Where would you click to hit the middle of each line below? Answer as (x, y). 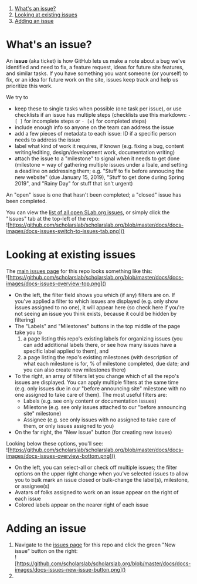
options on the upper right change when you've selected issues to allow (101, 473)
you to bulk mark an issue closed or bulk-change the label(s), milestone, (102, 480)
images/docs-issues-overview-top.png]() (56, 283)
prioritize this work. (29, 86)
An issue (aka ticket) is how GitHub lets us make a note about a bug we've (96, 60)
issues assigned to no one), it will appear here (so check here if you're (99, 307)
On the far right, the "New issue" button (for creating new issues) (93, 432)
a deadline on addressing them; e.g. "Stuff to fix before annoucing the (99, 171)
